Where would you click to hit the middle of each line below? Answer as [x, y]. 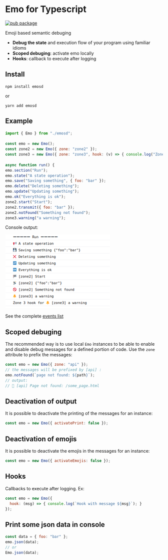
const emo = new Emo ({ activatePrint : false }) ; [57, 423]
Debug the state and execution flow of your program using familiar [81, 42]
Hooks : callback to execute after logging [54, 58]
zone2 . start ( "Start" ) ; [29, 202]
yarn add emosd [21, 106]
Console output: [22, 227]
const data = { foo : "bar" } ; [37, 537]
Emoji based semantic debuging [38, 33]
